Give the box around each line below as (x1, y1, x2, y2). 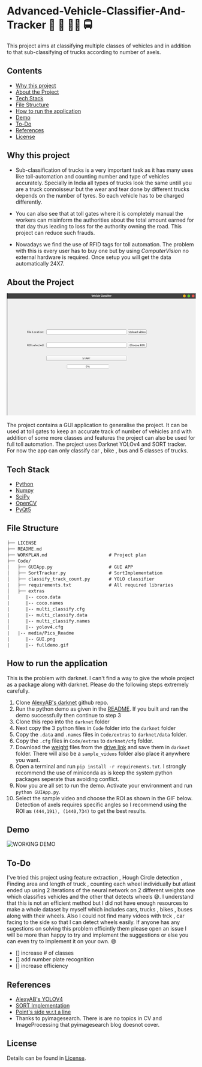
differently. (15, 198, 43, 205)
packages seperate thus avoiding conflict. (15, 775, 119, 782)
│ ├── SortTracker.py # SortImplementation (7, 570, 163, 576)
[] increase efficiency (15, 962, 68, 970)
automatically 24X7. (15, 260, 65, 267)
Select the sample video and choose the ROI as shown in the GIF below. (15, 794, 193, 801)
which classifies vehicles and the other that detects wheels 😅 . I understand (7, 893, 194, 901)
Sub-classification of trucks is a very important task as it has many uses (15, 166, 194, 174)
